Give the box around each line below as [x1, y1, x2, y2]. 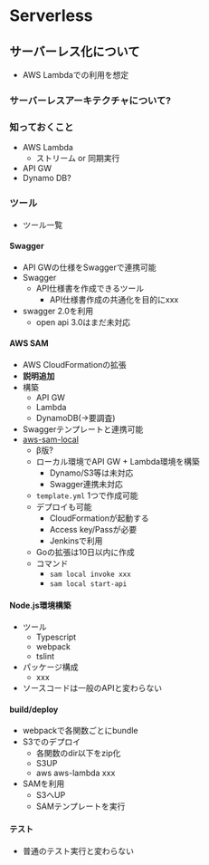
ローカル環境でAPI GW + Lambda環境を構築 [35, 456, 201, 466]
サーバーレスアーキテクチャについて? [9, 94, 172, 107]
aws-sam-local [22, 434, 80, 445]
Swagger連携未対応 [49, 478, 124, 489]
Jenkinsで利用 [49, 535, 103, 546]
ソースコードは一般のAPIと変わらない [22, 683, 163, 694]
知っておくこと [9, 120, 74, 133]
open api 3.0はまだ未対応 [35, 316, 131, 327]
